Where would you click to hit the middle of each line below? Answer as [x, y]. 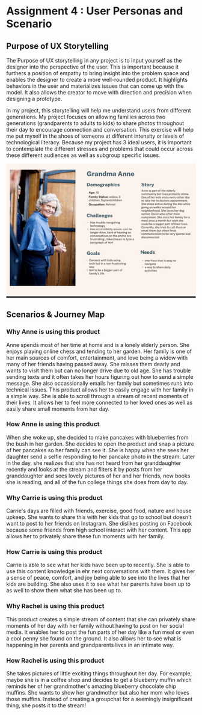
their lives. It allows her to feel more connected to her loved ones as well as [99, 402]
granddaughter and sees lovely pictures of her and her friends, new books [98, 476]
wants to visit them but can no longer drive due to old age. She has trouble [99, 370]
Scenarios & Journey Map [56, 315]
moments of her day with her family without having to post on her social [95, 625]
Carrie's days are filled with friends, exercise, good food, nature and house [99, 511]
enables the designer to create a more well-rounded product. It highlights [97, 80]
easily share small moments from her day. [58, 409]
